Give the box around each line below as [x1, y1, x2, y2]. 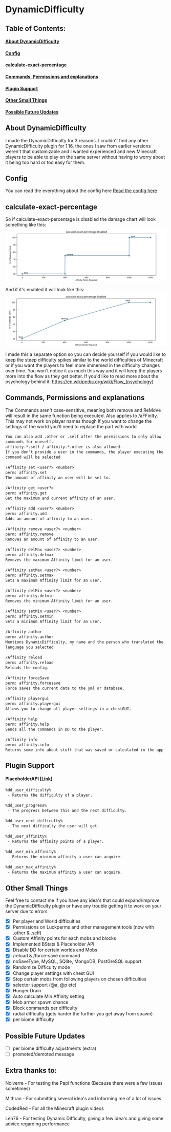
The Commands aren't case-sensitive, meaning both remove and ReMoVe [5, 407, 161, 413]
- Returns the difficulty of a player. [7, 793, 93, 798]
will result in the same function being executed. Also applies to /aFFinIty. [5, 412, 158, 419]
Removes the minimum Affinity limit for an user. [5, 598, 114, 603]
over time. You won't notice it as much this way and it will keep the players [5, 367, 162, 373]
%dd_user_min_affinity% [5, 849, 56, 855]
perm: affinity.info [5, 742, 50, 747]
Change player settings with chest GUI [12, 970, 94, 976]
